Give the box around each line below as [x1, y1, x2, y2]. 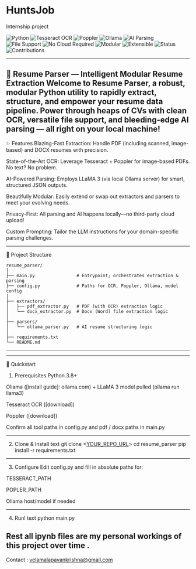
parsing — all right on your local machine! [6, 124, 160, 134]
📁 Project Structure [6, 251, 52, 258]
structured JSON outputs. [6, 181, 68, 188]
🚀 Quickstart [6, 360, 36, 367]
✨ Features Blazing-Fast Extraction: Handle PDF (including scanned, [6, 139, 170, 146]
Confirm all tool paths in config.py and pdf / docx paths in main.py [6, 423, 165, 431]
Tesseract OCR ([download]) [6, 401, 75, 408]
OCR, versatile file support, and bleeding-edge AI [6, 115, 189, 125]
